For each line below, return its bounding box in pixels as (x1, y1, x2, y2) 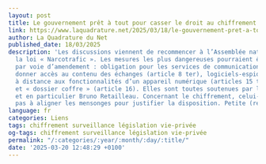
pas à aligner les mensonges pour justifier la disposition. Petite (15, 99, 246, 107)
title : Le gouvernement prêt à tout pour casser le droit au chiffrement (8, 19, 257, 27)
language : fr (8, 107, 51, 115)
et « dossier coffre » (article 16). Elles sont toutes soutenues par (15, 84, 253, 93)
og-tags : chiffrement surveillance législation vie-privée (8, 129, 207, 136)
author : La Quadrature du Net (8, 33, 108, 42)
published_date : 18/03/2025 (8, 41, 101, 49)
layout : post (8, 11, 51, 20)
